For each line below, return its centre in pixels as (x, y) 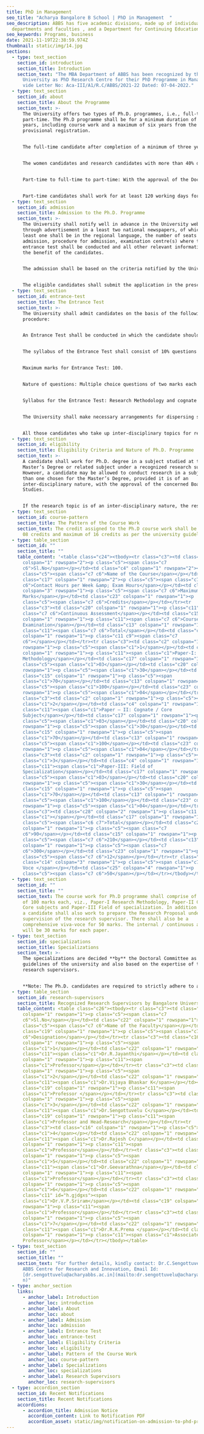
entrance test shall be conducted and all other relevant (97, 247)
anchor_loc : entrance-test (62, 1337)
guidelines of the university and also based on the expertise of (108, 964)
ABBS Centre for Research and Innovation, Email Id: (90, 1269)
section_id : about (40, 97)
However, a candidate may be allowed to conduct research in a (104, 473)
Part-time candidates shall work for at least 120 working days (105, 196)
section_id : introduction (50, 63)
